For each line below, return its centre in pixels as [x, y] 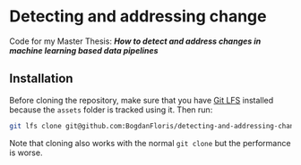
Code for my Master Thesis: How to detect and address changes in [135, 41]
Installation [41, 79]
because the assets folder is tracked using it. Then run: [111, 110]
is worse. [26, 153]
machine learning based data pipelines [84, 50]
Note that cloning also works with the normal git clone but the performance [150, 143]
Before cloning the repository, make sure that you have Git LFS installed [142, 100]
